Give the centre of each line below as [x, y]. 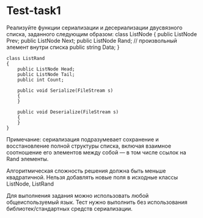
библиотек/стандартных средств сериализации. [69, 208]
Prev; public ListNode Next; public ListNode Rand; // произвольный [92, 40]
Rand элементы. [28, 159]
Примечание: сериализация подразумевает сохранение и [83, 139]
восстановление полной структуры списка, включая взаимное [89, 146]
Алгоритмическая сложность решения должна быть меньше [86, 171]
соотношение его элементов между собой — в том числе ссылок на [96, 152]
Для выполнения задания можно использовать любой [78, 195]
